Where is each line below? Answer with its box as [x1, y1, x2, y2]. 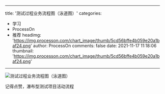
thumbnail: [12, 48, 34, 54]
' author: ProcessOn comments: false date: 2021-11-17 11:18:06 [30, 43, 157, 48]
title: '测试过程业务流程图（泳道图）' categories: [5, 10, 102, 16]
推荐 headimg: [12, 32, 42, 38]
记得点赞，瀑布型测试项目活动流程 [5, 84, 74, 89]
